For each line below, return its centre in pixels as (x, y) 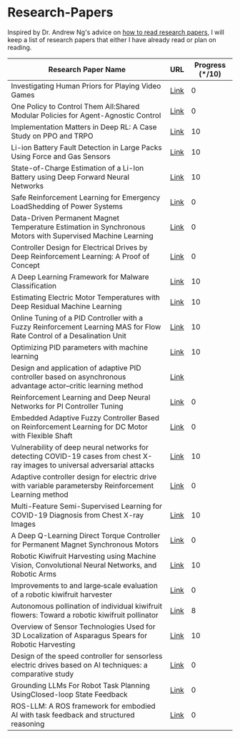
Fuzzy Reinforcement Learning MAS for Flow (86, 327)
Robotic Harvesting (43, 645)
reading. (20, 47)
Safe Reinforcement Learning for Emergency (86, 197)
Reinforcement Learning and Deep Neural (81, 397)
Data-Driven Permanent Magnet (65, 218)
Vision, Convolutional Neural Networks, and (84, 565)
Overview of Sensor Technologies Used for (83, 627)
